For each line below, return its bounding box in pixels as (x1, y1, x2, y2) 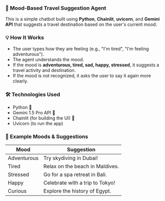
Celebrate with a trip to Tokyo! (43, 179, 115, 186)
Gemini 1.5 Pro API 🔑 (12, 109, 56, 115)
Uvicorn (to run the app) (12, 120, 63, 126)
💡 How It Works (5, 34, 44, 41)
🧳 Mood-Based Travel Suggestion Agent (5, 5, 107, 12)
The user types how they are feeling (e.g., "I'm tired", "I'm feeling (12, 46, 149, 52)
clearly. (12, 78, 28, 84)
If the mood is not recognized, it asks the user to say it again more (12, 72, 151, 78)
